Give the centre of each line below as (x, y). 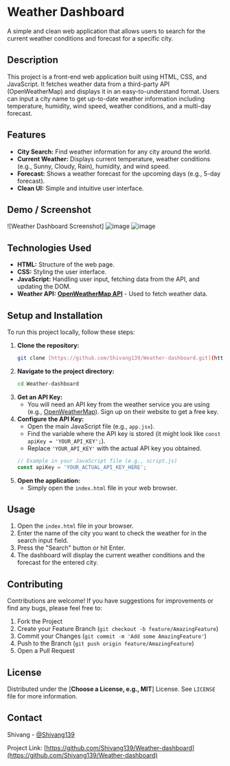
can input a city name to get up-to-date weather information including (106, 99)
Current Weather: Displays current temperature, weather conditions (114, 158)
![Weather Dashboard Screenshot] (56, 226)
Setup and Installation (55, 315)
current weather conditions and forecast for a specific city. (90, 38)
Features (26, 135)
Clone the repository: (48, 345)
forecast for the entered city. (57, 563)
